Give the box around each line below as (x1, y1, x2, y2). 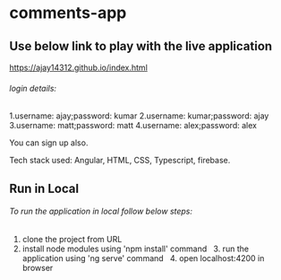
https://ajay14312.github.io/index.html (9, 62, 148, 73)
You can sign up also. (9, 137, 89, 148)
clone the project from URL (21, 233, 123, 244)
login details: (9, 83, 56, 93)
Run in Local (9, 180, 79, 196)
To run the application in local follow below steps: (9, 206, 193, 217)
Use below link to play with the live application (9, 39, 273, 54)
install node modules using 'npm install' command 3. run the (21, 243, 249, 254)
